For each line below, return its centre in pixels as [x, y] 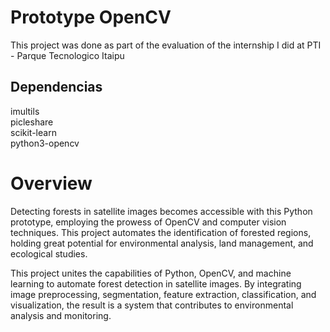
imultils [25, 111]
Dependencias [56, 87]
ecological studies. [49, 253]
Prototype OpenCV [91, 17]
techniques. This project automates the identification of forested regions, [161, 232]
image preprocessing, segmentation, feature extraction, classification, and [163, 294]
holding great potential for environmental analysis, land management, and [162, 243]
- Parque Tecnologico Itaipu [67, 55]
